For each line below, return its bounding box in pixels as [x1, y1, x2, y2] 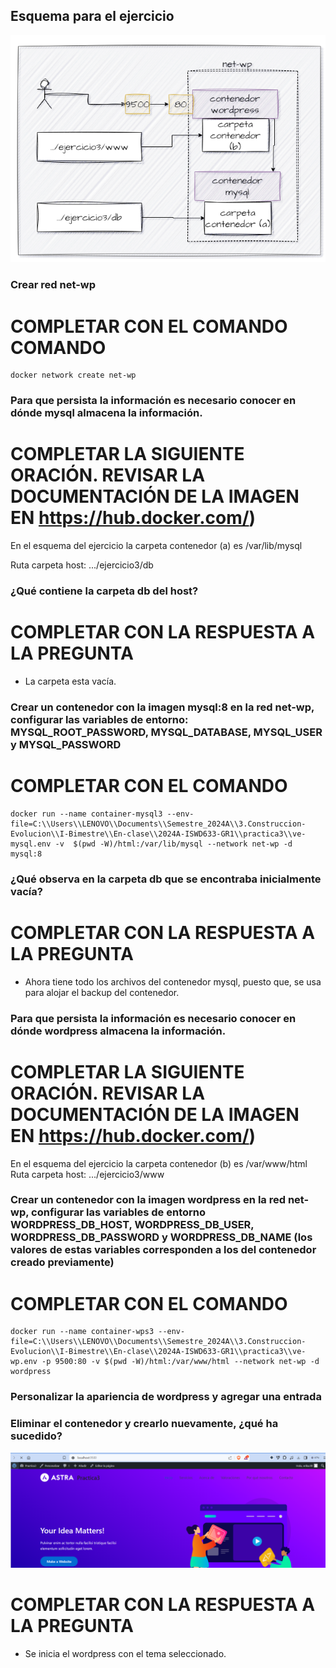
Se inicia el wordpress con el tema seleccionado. [24, 1647, 227, 1659]
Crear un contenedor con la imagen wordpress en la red [10, 1193, 287, 1207]
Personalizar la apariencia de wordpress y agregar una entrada [10, 1390, 322, 1404]
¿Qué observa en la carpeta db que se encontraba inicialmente [10, 872, 322, 886]
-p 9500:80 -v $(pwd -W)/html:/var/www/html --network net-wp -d [41, 1357, 320, 1367]
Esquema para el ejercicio [10, 8, 175, 25]
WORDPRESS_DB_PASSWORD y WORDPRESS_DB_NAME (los [10, 1230, 313, 1244]
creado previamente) [10, 1255, 115, 1269]
